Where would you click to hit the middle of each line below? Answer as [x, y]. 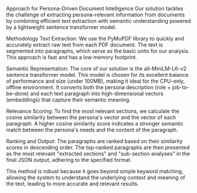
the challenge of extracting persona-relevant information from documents [96, 15]
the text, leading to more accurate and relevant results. [73, 184]
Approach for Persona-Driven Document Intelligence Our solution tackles [95, 9]
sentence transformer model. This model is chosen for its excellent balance [97, 75]
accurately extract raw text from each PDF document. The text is [85, 45]
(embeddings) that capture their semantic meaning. [69, 100]
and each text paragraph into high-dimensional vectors [97, 94]
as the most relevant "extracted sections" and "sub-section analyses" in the [98, 154]
